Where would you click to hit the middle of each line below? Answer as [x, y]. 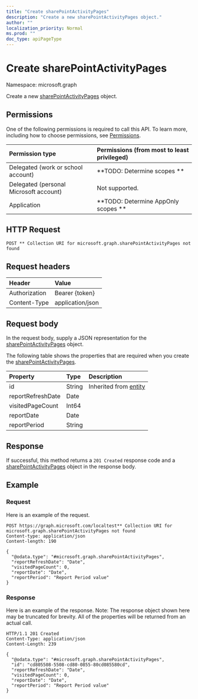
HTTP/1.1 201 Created [33, 633]
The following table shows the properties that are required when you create [98, 356]
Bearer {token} [75, 293]
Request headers [38, 266]
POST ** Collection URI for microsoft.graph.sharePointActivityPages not [99, 243]
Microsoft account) [36, 192]
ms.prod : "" [21, 34]
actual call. [19, 623]
